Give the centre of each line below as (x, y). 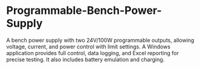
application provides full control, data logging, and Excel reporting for (93, 53)
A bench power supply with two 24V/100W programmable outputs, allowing (100, 40)
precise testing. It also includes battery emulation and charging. (85, 59)
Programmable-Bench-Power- (84, 11)
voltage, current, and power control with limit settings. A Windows (89, 47)
